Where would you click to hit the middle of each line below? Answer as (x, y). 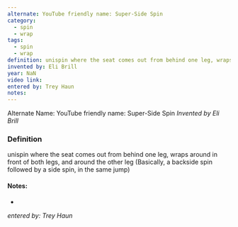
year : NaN (22, 73)
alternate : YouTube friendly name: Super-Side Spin (85, 14)
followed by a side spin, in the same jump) (69, 170)
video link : (25, 80)
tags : (15, 40)
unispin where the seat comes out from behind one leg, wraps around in (113, 155)
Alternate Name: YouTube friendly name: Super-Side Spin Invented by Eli (113, 113)
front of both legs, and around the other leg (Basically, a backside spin (110, 162)
